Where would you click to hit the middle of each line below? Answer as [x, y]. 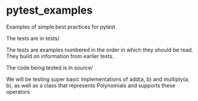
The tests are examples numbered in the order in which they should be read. [100, 50]
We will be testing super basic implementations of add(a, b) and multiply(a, [98, 79]
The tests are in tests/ [33, 38]
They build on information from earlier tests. [60, 56]
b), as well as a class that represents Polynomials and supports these [91, 85]
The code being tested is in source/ [50, 67]
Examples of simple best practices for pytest [61, 27]
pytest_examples [50, 10]
